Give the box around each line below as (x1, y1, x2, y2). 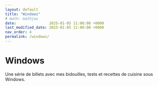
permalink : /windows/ (5, 34, 50, 39)
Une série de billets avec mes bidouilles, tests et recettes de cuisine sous (5, 71, 153, 77)
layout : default (5, 7, 38, 12)
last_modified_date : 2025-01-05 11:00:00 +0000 (5, 25, 105, 30)
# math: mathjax (5, 16, 38, 21)
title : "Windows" (5, 12, 41, 17)
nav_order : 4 (5, 30, 32, 34)
